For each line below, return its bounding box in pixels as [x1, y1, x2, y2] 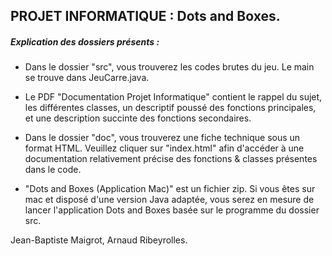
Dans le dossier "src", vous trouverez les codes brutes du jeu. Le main [24, 61, 315, 73]
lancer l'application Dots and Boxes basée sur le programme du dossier [24, 204, 320, 216]
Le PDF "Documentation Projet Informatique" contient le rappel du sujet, [24, 91, 323, 103]
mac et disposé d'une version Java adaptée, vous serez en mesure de [24, 194, 315, 206]
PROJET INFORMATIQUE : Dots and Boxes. [10, 8, 281, 25]
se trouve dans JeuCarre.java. [24, 72, 150, 84]
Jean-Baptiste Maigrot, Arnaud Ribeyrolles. [10, 234, 188, 246]
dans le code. [24, 164, 82, 176]
